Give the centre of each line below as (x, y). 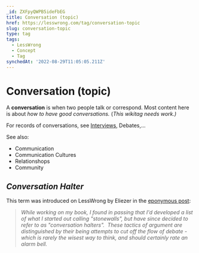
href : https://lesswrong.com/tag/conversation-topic (73, 23)
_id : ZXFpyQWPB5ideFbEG (36, 12)
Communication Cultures (45, 155)
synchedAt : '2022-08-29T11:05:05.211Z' (56, 61)
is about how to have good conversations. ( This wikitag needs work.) (91, 114)
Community (29, 168)
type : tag (19, 34)
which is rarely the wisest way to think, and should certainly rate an (104, 238)
